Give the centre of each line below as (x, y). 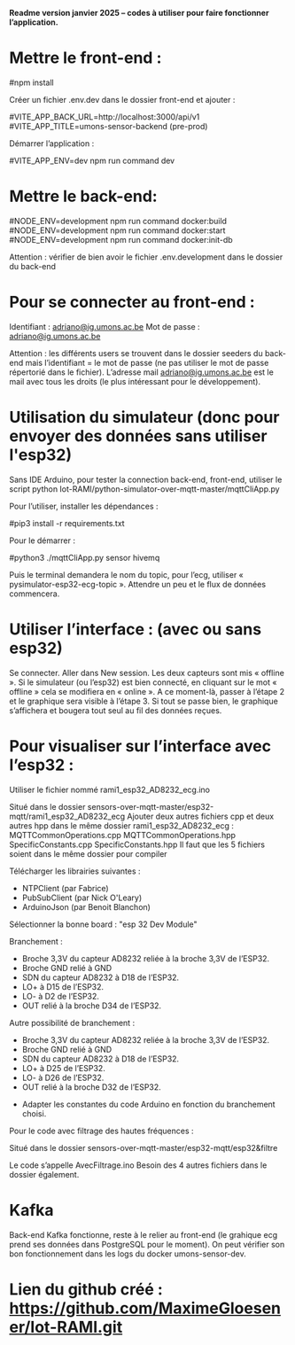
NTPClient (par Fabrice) (65, 888)
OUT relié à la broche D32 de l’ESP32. (91, 1087)
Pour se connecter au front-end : (132, 303)
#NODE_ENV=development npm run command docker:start (117, 230)
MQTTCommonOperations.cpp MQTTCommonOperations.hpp (123, 835)
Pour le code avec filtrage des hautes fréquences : (101, 1131)
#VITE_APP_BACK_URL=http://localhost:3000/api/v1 (105, 117)
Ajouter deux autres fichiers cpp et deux (201, 816)
